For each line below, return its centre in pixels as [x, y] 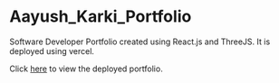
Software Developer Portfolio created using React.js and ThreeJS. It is [140, 41]
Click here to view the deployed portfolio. [86, 69]
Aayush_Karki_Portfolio [101, 17]
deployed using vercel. [52, 51]
